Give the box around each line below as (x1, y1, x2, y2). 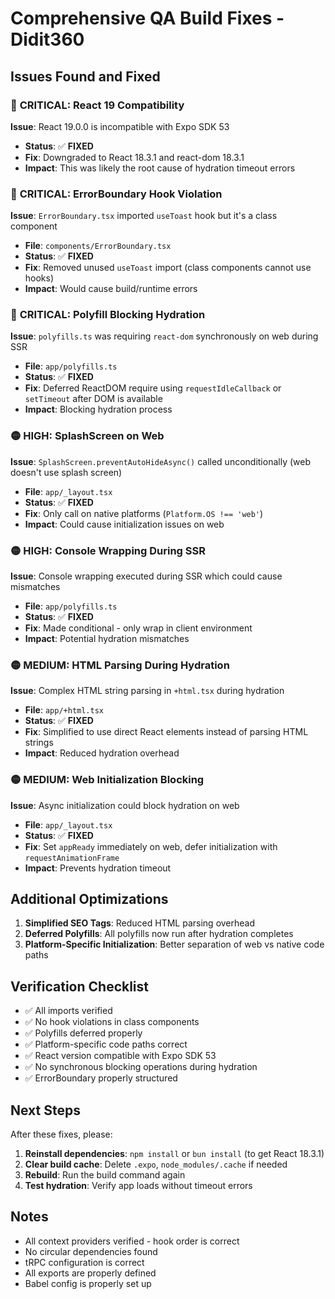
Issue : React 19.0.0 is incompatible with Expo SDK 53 (10, 120, 230, 132)
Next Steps (10, 1102, 81, 1119)
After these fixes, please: (10, 1128, 113, 1141)
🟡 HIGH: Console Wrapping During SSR (10, 543, 206, 557)
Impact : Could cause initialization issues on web (24, 518, 225, 530)
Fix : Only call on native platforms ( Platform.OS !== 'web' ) (24, 507, 264, 519)
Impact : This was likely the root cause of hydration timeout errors (24, 162, 296, 174)
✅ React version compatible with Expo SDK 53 (24, 1050, 217, 1062)
